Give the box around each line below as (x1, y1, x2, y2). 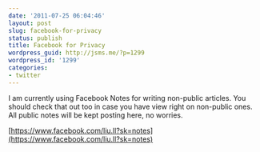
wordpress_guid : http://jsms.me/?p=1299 (8, 49, 146, 57)
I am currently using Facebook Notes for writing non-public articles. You (8, 93, 246, 102)
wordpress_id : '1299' (8, 57, 81, 65)
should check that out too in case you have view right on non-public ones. (8, 102, 253, 111)
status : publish (8, 34, 62, 42)
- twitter (8, 71, 42, 79)
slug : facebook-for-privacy (8, 26, 102, 34)
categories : (8, 64, 48, 72)
